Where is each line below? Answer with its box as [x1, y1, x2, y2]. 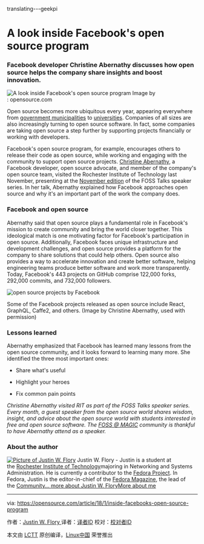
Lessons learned [7, 328, 57, 336]
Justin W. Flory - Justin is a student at [77, 456, 172, 464]
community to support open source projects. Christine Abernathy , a [7, 158, 176, 165]
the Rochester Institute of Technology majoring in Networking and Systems [7, 463, 193, 470]
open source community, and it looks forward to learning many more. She [7, 349, 191, 356]
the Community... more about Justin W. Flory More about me [7, 482, 156, 490]
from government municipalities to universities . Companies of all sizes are [7, 114, 191, 122]
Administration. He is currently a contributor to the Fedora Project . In [7, 469, 178, 477]
